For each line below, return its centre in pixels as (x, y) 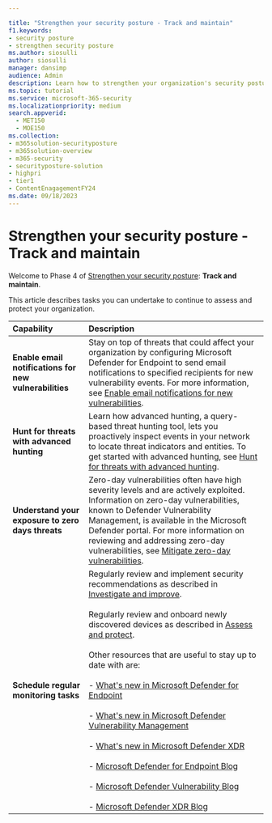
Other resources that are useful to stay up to (172, 655)
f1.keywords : (30, 30)
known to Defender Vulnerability (150, 510)
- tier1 (21, 181)
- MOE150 (30, 129)
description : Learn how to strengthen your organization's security (126, 83)
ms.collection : (34, 136)
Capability (33, 329)
